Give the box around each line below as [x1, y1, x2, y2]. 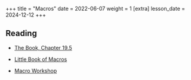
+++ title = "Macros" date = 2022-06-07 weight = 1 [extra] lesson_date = [5, 5, 186, 12]
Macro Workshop [14, 67, 57, 74]
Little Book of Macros [14, 56, 67, 63]
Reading [5, 28, 37, 39]
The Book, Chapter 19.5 [14, 44, 72, 51]
